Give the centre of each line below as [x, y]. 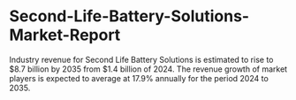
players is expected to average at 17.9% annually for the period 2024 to [139, 78]
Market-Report [65, 35]
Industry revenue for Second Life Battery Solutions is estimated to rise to [141, 59]
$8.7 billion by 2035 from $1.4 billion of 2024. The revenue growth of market [148, 69]
